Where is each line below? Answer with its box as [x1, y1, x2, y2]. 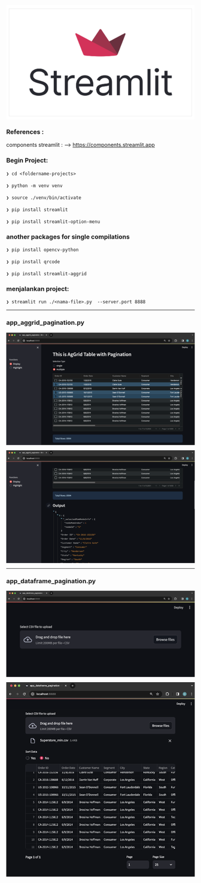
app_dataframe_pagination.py [6, 577, 96, 585]
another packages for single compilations [6, 233, 130, 241]
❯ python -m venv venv [6, 182, 63, 189]
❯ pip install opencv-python [6, 247, 79, 253]
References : [6, 128, 44, 136]
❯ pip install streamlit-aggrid [6, 271, 87, 277]
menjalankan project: [6, 284, 69, 293]
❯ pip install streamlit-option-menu [6, 218, 100, 225]
